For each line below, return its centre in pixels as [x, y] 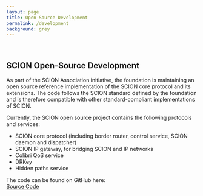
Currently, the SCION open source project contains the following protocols [99, 118]
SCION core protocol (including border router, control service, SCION [101, 136]
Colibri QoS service [39, 155]
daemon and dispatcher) [46, 142]
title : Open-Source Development [47, 18]
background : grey [28, 29]
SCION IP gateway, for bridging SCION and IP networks [84, 149]
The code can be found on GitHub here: [56, 180]
